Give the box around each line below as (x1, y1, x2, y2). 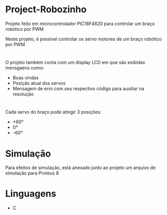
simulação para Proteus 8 (5, 170, 59, 176)
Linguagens (5, 188, 57, 200)
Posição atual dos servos (12, 80, 66, 87)
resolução (12, 91, 34, 97)
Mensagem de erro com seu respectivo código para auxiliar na (12, 85, 145, 92)
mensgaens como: (5, 65, 44, 71)
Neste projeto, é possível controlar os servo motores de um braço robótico (5, 36, 162, 42)
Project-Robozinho (5, 4, 87, 15)
